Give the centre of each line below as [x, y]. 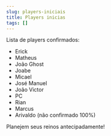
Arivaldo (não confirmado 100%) [55, 115]
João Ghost [29, 64]
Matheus [26, 58]
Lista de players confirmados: [43, 40]
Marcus [24, 109]
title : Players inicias [36, 17]
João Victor [29, 90]
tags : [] [17, 23]
